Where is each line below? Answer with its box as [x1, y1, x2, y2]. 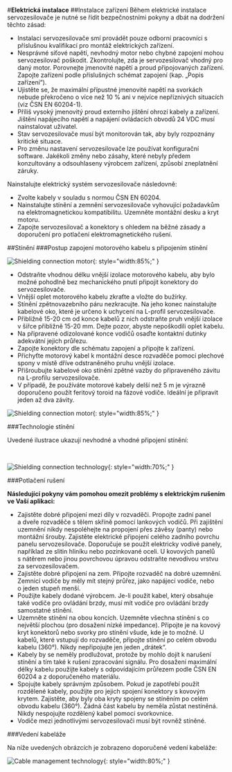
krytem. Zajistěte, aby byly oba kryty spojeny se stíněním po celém [17, 694, 208, 703]
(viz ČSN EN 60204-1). [17, 100, 83, 108]
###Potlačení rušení [7, 476, 65, 484]
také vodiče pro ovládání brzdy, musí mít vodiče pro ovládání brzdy [17, 599, 209, 607]
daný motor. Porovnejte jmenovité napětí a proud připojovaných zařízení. [17, 64, 225, 71]
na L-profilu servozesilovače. [17, 374, 100, 382]
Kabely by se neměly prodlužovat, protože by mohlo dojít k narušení [17, 651, 211, 658]
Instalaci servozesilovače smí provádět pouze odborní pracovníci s [17, 34, 208, 42]
